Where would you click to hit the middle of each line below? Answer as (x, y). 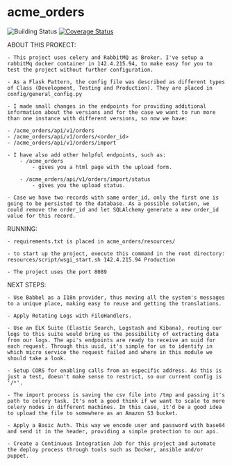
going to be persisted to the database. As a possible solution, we (108, 203)
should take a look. (37, 358)
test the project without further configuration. (81, 70)
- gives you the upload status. (79, 185)
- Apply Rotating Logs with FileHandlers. (69, 316)
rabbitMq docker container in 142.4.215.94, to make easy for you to (110, 63)
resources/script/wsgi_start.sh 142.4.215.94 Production (91, 259)
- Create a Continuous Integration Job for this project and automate (111, 443)
